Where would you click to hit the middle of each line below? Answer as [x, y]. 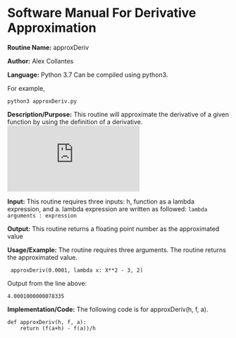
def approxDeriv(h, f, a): [47, 322]
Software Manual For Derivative [102, 13]
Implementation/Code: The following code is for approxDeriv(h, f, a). [108, 309]
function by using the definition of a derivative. [75, 122]
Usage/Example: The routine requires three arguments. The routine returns [117, 250]
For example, [26, 88]
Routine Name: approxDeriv [48, 47]
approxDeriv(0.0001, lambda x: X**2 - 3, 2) [76, 270]
